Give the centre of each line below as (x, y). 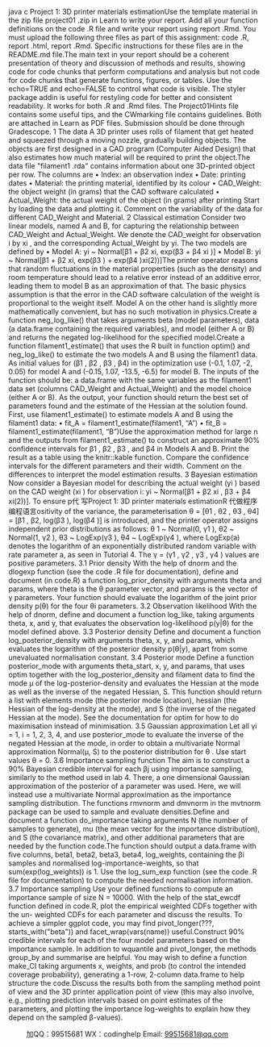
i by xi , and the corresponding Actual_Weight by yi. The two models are (128, 243)
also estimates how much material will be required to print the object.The (129, 157)
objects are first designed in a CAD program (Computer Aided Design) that (132, 149)
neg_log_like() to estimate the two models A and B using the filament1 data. (133, 355)
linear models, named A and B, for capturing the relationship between (124, 226)
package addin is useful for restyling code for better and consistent (120, 97)
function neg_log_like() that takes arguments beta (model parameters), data (134, 320)
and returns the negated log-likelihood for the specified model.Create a (127, 337)
